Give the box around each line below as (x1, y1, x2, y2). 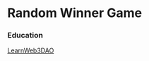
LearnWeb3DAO (7, 46, 54, 55)
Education (7, 30, 44, 40)
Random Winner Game (7, 5, 143, 21)
